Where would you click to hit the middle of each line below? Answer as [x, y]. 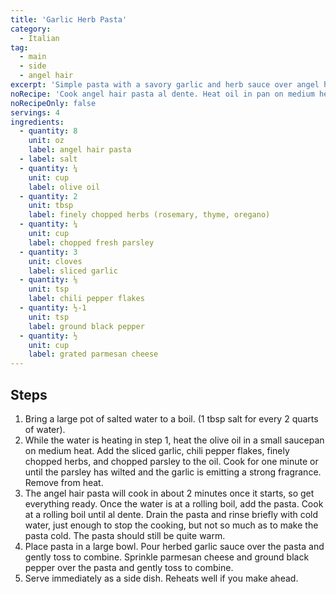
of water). [45, 429]
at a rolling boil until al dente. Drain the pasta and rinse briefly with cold [171, 514]
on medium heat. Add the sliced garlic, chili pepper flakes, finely [157, 450]
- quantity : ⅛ [48, 280]
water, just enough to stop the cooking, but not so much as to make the [171, 525]
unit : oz [46, 141]
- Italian [39, 38]
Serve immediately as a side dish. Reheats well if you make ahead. [161, 578]
